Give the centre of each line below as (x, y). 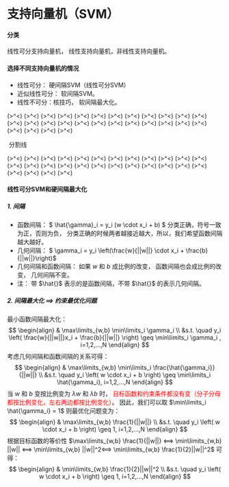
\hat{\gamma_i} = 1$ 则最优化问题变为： (64, 411)
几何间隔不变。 (52, 275)
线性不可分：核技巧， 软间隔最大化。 (69, 102)
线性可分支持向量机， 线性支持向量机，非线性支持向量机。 (89, 51)
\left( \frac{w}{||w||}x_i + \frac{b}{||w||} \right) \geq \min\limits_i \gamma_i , (115, 337)
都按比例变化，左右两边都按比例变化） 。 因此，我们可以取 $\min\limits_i (107, 403)
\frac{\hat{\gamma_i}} (184, 368)
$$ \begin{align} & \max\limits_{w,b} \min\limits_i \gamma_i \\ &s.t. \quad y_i (115, 331)
